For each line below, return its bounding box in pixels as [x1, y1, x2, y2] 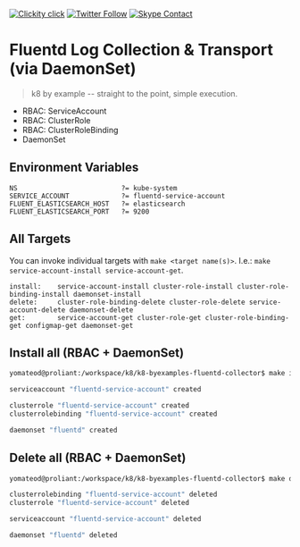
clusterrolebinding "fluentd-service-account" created [9, 409, 218, 418]
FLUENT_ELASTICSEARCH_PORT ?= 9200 [9, 206, 150, 216]
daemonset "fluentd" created [9, 425, 118, 434]
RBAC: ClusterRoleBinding [21, 124, 119, 135]
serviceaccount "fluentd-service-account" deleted [9, 515, 202, 524]
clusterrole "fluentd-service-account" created [9, 401, 190, 410]
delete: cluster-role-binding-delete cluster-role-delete [9, 298, 246, 307]
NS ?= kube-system [9, 183, 178, 192]
